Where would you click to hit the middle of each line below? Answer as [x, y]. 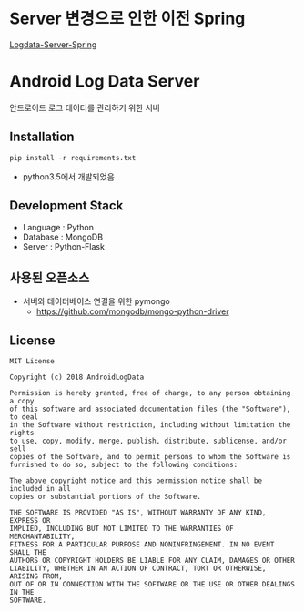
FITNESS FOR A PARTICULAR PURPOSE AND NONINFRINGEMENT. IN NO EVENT [142, 545]
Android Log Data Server [105, 82]
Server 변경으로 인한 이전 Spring [127, 19]
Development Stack [66, 205]
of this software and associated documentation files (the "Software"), [150, 409]
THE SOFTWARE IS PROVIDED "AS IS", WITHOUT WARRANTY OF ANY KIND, [138, 513]
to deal [24, 417]
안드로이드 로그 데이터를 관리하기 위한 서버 [85, 107]
